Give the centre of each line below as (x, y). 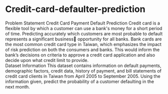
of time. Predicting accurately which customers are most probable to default (84, 33)
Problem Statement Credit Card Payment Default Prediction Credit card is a (83, 23)
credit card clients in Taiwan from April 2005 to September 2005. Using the (83, 76)
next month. (18, 86)
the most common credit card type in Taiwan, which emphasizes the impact (83, 44)
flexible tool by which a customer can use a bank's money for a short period (84, 28)
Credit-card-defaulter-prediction (75, 9)
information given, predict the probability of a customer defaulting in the (80, 81)
